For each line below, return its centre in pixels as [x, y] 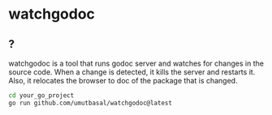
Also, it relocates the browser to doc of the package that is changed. [123, 81]
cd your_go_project [41, 96]
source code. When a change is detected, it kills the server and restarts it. [132, 72]
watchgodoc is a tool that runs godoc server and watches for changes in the [136, 63]
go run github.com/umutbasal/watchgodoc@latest [91, 103]
